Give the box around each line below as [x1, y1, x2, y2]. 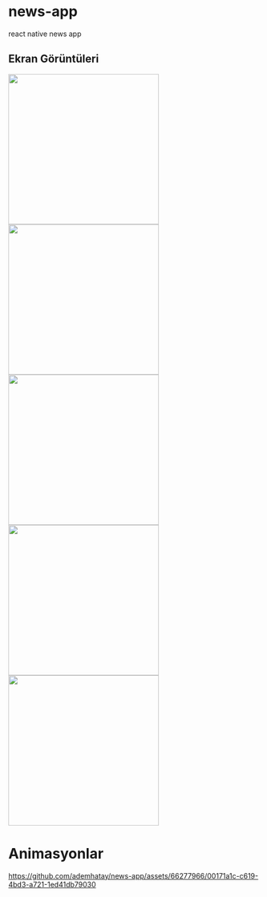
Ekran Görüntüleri [8, 52, 99, 66]
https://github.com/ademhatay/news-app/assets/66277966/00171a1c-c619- [8, 871, 259, 880]
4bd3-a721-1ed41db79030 [8, 879, 96, 889]
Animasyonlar [8, 844, 104, 863]
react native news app [8, 29, 82, 38]
